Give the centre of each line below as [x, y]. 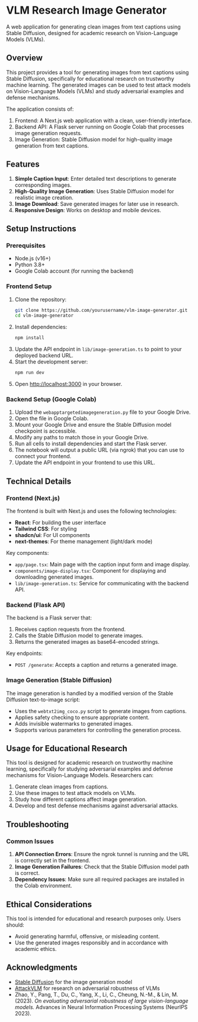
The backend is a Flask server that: [49, 618]
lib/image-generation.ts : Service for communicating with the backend [101, 583]
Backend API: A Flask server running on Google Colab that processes [99, 127]
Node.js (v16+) [33, 258]
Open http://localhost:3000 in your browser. [68, 384]
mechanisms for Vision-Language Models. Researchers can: [80, 775]
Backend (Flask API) [36, 605]
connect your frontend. [43, 456]
